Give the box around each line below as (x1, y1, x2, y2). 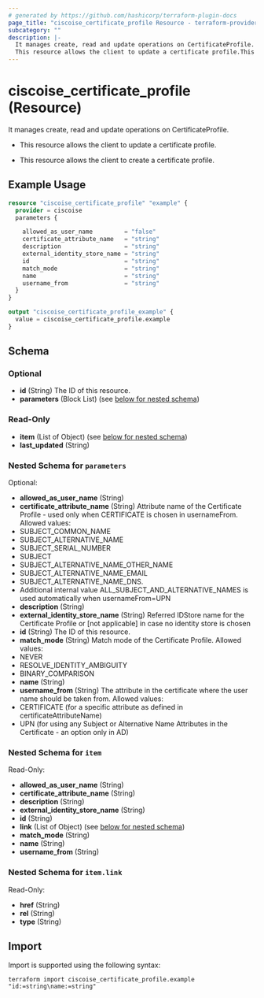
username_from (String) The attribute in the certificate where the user (19, 686, 248, 696)
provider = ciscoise (15, 206, 82, 214)
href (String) (19, 900, 60, 910)
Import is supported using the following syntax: (8, 960, 161, 970)
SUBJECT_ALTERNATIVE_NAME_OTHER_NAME (19, 560, 174, 569)
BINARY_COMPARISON (19, 669, 95, 678)
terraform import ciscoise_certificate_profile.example (8, 976, 195, 984)
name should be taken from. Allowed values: (19, 694, 163, 703)
